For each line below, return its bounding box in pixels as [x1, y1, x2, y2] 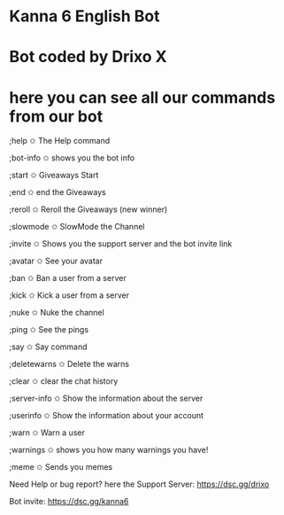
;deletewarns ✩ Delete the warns [9, 359, 130, 370]
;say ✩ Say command [9, 341, 88, 352]
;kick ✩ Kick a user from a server [9, 290, 130, 300]
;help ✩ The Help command [9, 136, 111, 146]
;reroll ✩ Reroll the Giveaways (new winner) [9, 204, 168, 215]
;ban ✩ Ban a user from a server [9, 273, 127, 284]
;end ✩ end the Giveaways [9, 187, 106, 198]
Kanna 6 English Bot [9, 6, 160, 27]
